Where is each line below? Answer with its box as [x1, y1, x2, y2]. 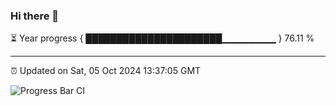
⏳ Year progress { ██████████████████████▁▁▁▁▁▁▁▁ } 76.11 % [10, 32, 315, 44]
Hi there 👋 [10, 9, 60, 23]
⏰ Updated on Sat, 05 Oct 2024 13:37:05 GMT [10, 65, 202, 77]
